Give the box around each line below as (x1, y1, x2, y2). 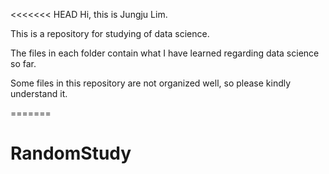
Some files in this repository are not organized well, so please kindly (10, 77, 292, 89)
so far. (10, 58, 37, 69)
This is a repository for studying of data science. (10, 28, 210, 39)
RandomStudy (10, 142, 132, 165)
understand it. (10, 88, 68, 99)
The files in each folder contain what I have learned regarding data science (10, 47, 320, 59)
